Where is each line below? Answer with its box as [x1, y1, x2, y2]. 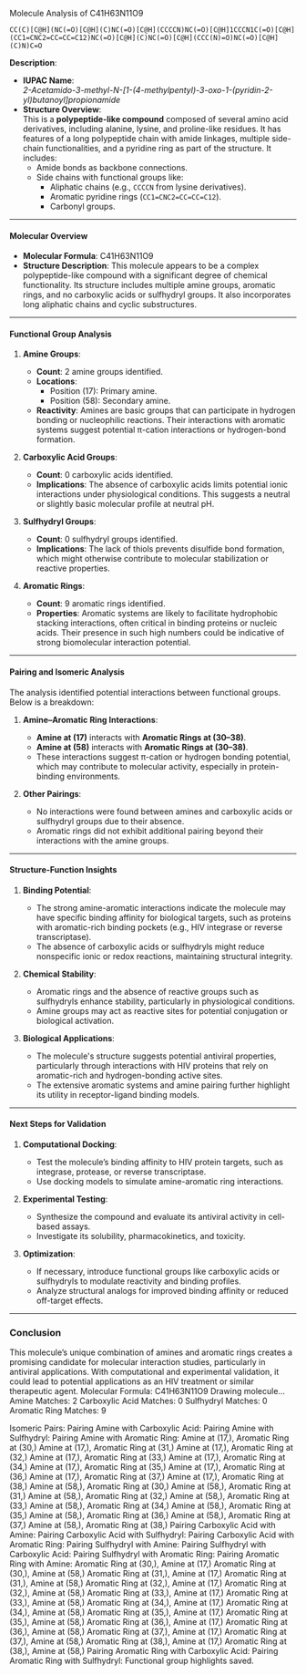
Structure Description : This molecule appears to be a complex [22, 260, 260, 272]
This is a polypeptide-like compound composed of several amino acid [22, 114, 289, 124]
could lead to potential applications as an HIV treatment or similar [9, 1376, 255, 1387]
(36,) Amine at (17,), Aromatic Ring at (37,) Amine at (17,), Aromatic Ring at [9, 1472, 284, 1483]
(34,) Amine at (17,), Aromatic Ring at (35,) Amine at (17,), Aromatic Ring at [9, 1462, 285, 1473]
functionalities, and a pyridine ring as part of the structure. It [45, 143, 271, 153]
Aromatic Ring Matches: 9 [9, 1405, 107, 1416]
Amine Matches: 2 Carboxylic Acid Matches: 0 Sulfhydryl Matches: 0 [9, 1395, 268, 1407]
